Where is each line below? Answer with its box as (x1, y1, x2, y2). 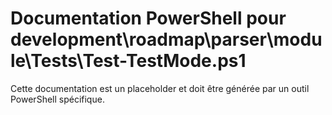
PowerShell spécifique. (10, 93, 105, 105)
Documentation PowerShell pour (10, 7, 287, 30)
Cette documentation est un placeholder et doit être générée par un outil (10, 82, 310, 94)
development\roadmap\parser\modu (10, 28, 323, 51)
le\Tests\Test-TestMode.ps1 (10, 50, 247, 72)
